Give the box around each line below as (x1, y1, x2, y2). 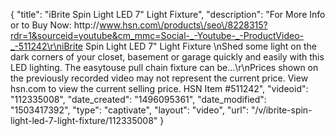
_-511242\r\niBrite (10, 40, 84, 52)
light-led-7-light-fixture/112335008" (10, 115, 158, 126)
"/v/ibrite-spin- (251, 104, 313, 116)
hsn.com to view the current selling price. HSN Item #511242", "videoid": (10, 83, 309, 94)
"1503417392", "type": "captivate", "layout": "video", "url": (10, 104, 250, 116)
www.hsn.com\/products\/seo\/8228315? (98, 19, 268, 31)
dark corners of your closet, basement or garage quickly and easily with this (10, 51, 325, 63)
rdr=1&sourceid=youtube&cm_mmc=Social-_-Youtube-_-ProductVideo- (10, 30, 304, 41)
